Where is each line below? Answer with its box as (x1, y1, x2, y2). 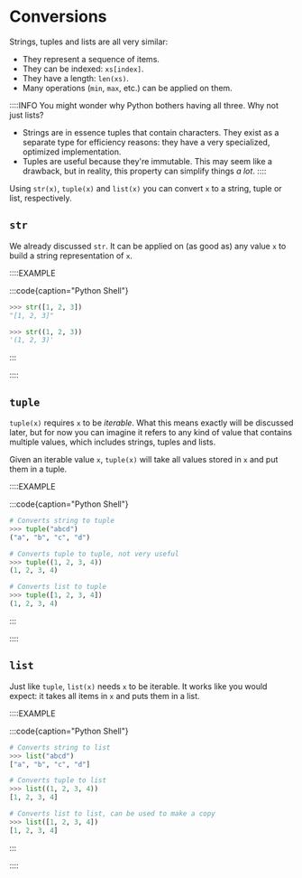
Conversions (9, 6, 107, 27)
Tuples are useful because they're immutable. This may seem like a (22, 155, 273, 166)
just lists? (9, 109, 44, 120)
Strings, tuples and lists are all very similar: (9, 36, 169, 47)
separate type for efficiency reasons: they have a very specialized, (22, 136, 270, 147)
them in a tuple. (9, 463, 68, 475)
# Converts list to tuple (9, 583, 106, 592)
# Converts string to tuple (9, 517, 115, 526)
